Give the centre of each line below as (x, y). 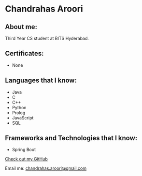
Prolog (19, 113)
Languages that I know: (41, 81)
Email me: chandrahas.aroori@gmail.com (46, 168)
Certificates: (25, 53)
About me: (21, 27)
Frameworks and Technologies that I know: (71, 138)
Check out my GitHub (27, 159)
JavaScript (23, 117)
